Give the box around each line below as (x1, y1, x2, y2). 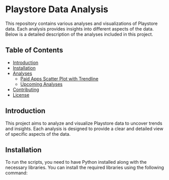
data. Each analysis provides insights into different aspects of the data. (5, 25, 154, 32)
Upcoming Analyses (20, 81, 63, 87)
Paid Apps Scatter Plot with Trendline (20, 75, 99, 82)
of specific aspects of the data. (5, 131, 71, 137)
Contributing (12, 86, 39, 93)
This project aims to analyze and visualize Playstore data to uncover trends (5, 120, 163, 126)
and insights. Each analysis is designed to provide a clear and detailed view (5, 126, 164, 132)
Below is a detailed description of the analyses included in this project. (5, 31, 154, 37)
